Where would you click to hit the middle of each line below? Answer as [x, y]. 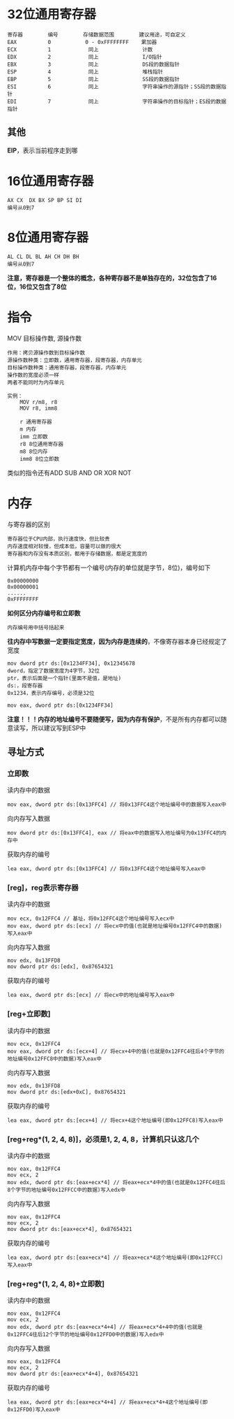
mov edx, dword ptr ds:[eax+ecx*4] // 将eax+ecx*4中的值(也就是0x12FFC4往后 [116, 1183]
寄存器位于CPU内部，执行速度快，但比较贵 [58, 539]
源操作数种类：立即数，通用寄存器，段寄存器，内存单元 [75, 360]
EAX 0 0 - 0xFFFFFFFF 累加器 [82, 42]
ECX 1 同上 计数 [80, 50]
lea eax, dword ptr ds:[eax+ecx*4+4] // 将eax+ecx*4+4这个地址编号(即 [108, 1402]
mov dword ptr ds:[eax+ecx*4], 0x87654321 [70, 1230]
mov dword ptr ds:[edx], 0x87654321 [60, 967]
